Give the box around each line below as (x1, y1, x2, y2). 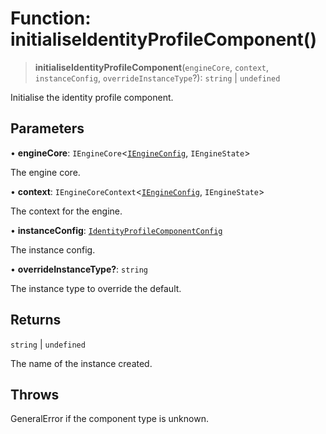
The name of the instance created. (10, 357, 153, 369)
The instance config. (10, 243, 96, 256)
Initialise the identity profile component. (10, 91, 174, 103)
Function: (10, 7, 92, 30)
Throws (10, 386, 60, 403)
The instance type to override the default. (10, 282, 182, 294)
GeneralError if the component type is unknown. (10, 413, 209, 425)
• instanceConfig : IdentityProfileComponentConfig (10, 224, 223, 236)
